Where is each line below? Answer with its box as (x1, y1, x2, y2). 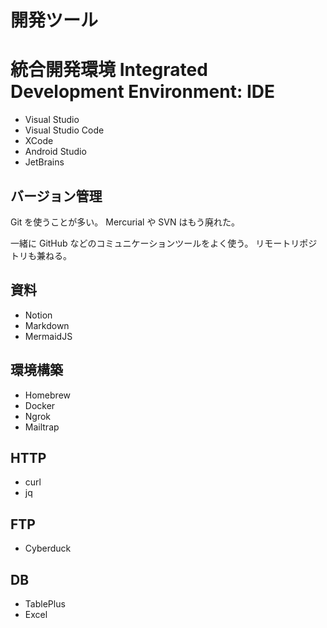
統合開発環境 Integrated (10, 59, 208, 81)
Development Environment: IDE (10, 81, 275, 103)
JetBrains (24, 156, 65, 168)
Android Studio (24, 146, 87, 158)
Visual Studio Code (24, 124, 105, 136)
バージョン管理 (10, 187, 103, 205)
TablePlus (24, 598, 66, 610)
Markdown (24, 319, 70, 331)
